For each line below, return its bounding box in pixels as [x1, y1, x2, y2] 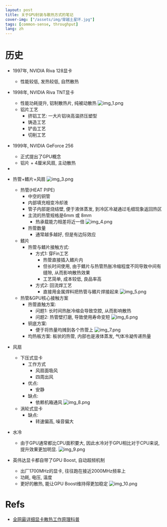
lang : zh [5, 26, 24, 32]
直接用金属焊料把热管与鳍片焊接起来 [43, 288, 119, 295]
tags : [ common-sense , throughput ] [5, 21, 79, 27]
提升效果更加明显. [20, 446, 57, 453]
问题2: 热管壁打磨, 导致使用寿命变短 [35, 314, 110, 320]
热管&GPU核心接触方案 [20, 295, 69, 301]
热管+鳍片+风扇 [12, 176, 46, 182]
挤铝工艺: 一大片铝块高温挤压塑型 [27, 113, 97, 119]
